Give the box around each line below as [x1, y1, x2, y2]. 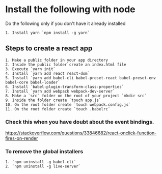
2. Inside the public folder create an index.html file [5, 62, 126, 67]
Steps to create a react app [5, 44, 93, 53]
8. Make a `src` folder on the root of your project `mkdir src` [5, 93, 147, 98]
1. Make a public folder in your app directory [5, 57, 109, 63]
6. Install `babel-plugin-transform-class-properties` [5, 84, 124, 90]
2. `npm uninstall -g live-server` [5, 164, 81, 169]
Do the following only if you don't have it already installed [5, 20, 126, 26]
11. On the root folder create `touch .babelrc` [5, 106, 111, 111]
